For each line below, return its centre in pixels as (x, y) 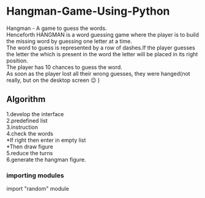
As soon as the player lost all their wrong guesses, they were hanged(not (99, 73)
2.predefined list (27, 120)
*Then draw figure (30, 146)
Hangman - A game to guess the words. (57, 28)
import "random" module (38, 189)
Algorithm (26, 99)
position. (17, 61)
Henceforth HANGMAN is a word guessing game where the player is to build (103, 34)
